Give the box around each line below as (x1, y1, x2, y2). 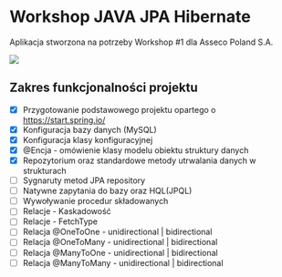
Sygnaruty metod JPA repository (22, 175, 146, 186)
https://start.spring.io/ (22, 114, 106, 125)
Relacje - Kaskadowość (22, 206, 111, 217)
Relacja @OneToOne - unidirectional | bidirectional (22, 226, 213, 238)
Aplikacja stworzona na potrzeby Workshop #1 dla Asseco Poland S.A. (9, 36, 274, 47)
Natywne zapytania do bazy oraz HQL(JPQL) (22, 185, 193, 197)
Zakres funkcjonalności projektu (9, 80, 198, 96)
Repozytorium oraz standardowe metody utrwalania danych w (22, 155, 257, 166)
